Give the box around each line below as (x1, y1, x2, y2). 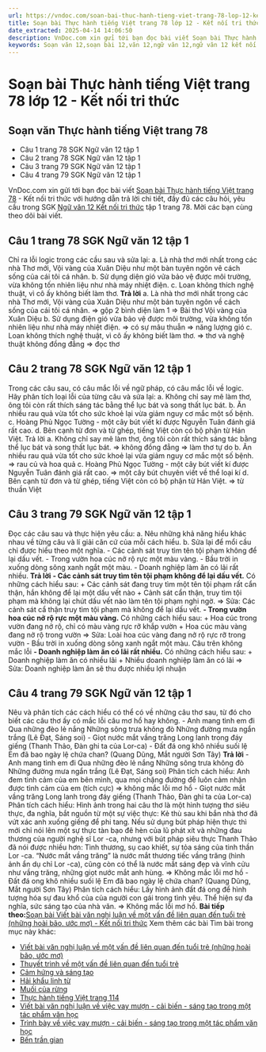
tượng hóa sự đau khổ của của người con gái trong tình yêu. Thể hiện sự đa (8, 893, 253, 903)
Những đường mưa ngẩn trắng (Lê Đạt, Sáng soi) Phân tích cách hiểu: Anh (8, 767, 251, 776)
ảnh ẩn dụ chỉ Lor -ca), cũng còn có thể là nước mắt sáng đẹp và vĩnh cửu (8, 859, 250, 869)
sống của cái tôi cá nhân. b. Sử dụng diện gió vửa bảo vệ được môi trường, (8, 272, 252, 281)
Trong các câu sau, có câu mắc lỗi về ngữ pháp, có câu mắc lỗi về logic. (8, 383, 244, 393)
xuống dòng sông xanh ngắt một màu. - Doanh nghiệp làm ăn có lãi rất (8, 562, 239, 572)
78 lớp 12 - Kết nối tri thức (8, 92, 180, 110)
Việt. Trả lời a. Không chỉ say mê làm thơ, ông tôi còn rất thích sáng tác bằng (8, 434, 257, 443)
